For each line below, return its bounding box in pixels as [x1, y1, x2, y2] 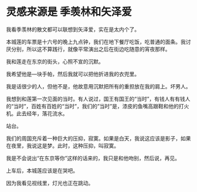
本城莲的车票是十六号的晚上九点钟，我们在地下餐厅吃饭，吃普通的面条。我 [6, 38, 186, 45]
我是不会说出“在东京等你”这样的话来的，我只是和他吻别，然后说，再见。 [6, 155, 181, 162]
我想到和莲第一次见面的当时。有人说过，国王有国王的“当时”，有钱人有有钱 [6, 95, 186, 102]
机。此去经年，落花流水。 [6, 109, 68, 117]
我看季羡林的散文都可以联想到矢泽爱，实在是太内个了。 [6, 26, 140, 33]
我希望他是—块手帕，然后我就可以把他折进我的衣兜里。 [6, 70, 140, 77]
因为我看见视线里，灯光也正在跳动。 [6, 179, 94, 186]
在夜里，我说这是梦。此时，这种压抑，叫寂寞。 [6, 142, 119, 149]
